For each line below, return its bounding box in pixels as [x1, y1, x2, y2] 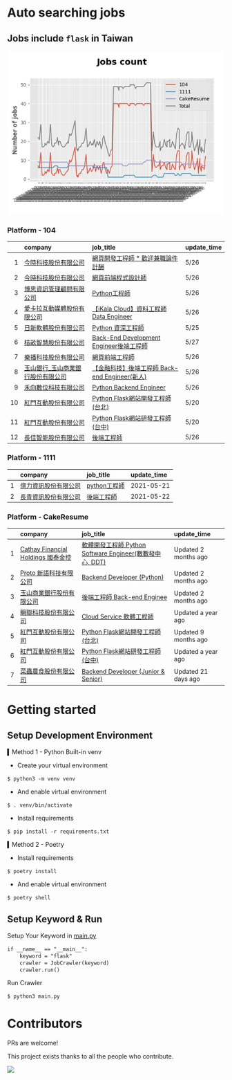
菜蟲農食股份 [20, 666, 57, 675]
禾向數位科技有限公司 [23, 383, 85, 392]
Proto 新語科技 [20, 569, 62, 577]
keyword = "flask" [19, 953, 72, 960]
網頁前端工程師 [92, 353, 135, 361]
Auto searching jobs [7, 5, 126, 21]
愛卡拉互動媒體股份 [23, 304, 79, 312]
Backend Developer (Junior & [81, 667, 166, 675]
